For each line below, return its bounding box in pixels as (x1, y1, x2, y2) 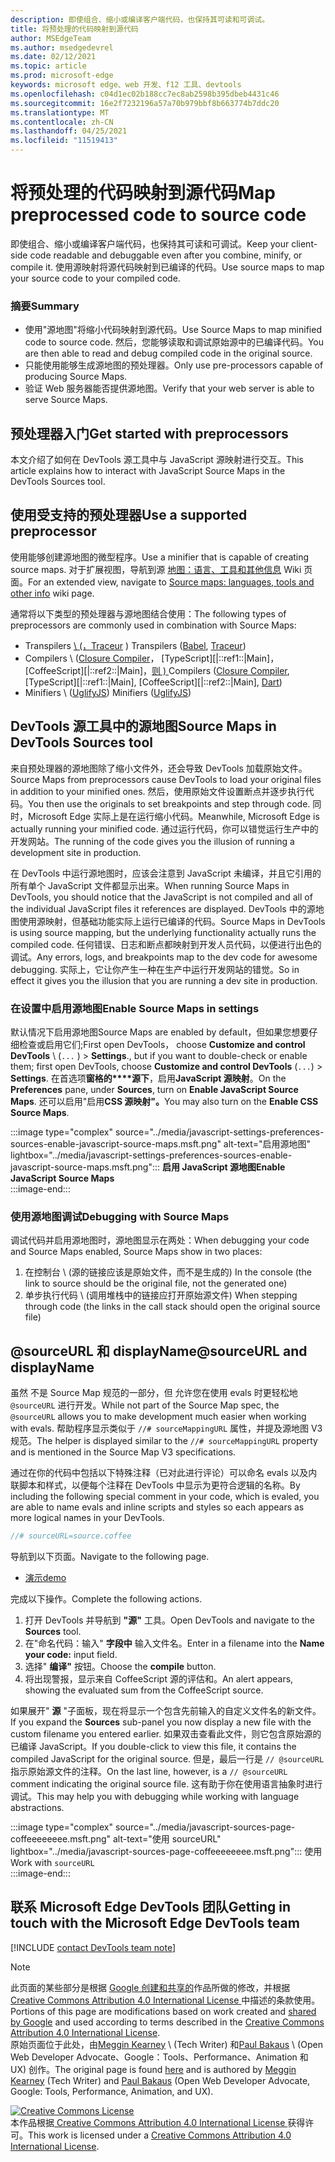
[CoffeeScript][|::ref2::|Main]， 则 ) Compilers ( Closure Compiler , (24, 664, 290, 676)
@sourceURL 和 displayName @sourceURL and (10, 1342, 308, 1360)
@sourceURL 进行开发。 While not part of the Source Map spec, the (10, 1399, 280, 1411)
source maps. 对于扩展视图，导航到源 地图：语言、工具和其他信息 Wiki (10, 563, 302, 575)
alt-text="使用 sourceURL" (112, 1832, 222, 1845)
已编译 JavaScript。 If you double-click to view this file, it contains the (10, 1740, 297, 1752)
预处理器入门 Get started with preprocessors (10, 425, 289, 442)
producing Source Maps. (24, 371, 128, 383)
